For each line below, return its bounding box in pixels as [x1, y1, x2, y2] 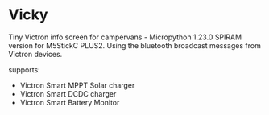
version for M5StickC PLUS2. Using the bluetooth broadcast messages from [8, 40, 262, 50]
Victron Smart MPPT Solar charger [19, 80, 135, 90]
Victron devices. [8, 49, 63, 59]
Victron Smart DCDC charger [19, 88, 117, 98]
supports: [8, 64, 40, 74]
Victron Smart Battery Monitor [19, 97, 120, 107]
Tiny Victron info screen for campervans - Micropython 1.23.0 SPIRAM [8, 32, 242, 42]
